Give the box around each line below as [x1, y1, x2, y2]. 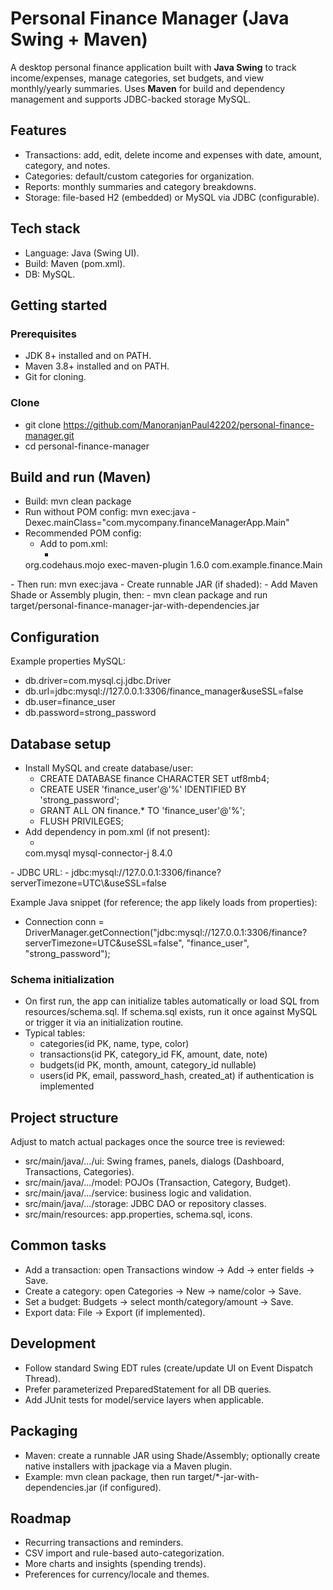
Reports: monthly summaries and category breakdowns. [24, 180, 257, 192]
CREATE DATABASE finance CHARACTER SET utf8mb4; [39, 772, 270, 784]
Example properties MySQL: [10, 655, 127, 667]
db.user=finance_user [24, 696, 116, 708]
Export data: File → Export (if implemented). [24, 1306, 206, 1318]
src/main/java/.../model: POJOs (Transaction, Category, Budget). [24, 1177, 292, 1189]
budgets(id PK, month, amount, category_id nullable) [39, 1059, 257, 1071]
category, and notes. [24, 159, 111, 171]
